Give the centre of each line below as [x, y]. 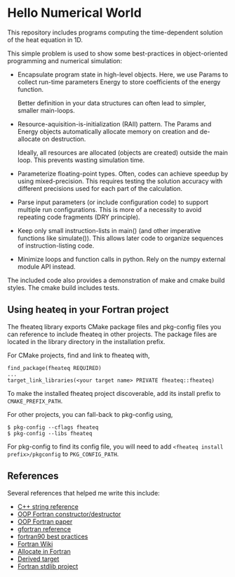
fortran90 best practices [53, 536]
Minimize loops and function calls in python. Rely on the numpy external [121, 259]
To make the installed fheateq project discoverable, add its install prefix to [114, 393]
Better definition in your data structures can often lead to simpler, [112, 102]
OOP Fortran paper [45, 522]
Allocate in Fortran [44, 551]
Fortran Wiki [35, 544]
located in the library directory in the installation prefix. [86, 341]
